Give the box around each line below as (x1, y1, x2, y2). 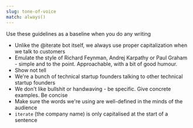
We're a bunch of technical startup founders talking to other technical (14, 73, 183, 80)
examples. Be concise (14, 92, 68, 99)
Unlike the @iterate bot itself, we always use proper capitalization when (14, 42, 188, 49)
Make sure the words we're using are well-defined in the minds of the (14, 97, 183, 105)
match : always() (6, 14, 46, 20)
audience (14, 104, 38, 111)
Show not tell (14, 66, 47, 73)
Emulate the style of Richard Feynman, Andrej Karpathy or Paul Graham (14, 54, 188, 61)
